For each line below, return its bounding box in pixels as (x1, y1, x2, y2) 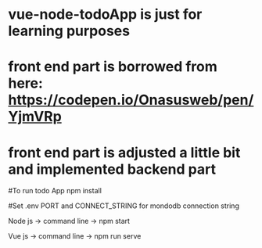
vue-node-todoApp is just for (8, 5, 203, 23)
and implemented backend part (8, 160, 217, 178)
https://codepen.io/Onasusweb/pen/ (8, 92, 254, 109)
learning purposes (8, 22, 131, 40)
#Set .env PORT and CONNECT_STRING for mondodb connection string (8, 201, 240, 210)
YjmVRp (8, 108, 63, 126)
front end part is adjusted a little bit (8, 143, 241, 161)
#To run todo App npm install (8, 186, 102, 196)
